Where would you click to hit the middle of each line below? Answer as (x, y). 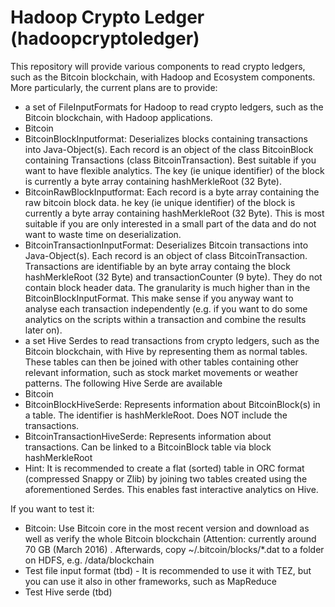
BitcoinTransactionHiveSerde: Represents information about (148, 436)
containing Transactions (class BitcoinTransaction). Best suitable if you (170, 160)
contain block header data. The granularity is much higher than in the (167, 287)
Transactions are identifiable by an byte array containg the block (158, 266)
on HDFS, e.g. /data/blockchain (89, 560)
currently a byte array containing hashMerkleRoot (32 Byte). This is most (174, 213)
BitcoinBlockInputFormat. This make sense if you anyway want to (159, 298)
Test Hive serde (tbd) (68, 592)
